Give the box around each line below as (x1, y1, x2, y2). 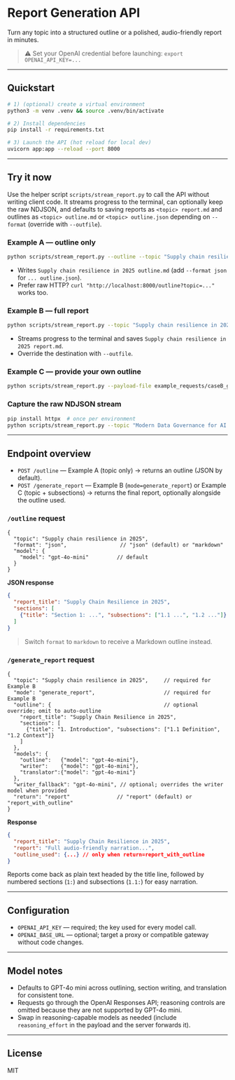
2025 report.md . (17, 342, 64, 350)
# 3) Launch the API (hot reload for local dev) (7, 139, 152, 146)
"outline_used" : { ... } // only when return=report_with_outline (13, 851, 205, 858)
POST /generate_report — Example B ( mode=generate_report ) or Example (17, 481, 227, 490)
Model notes (7, 965, 63, 977)
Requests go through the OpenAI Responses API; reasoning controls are (17, 999, 226, 1007)
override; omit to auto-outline (7, 708, 101, 715)
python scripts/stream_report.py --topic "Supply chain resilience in (7, 322, 218, 329)
